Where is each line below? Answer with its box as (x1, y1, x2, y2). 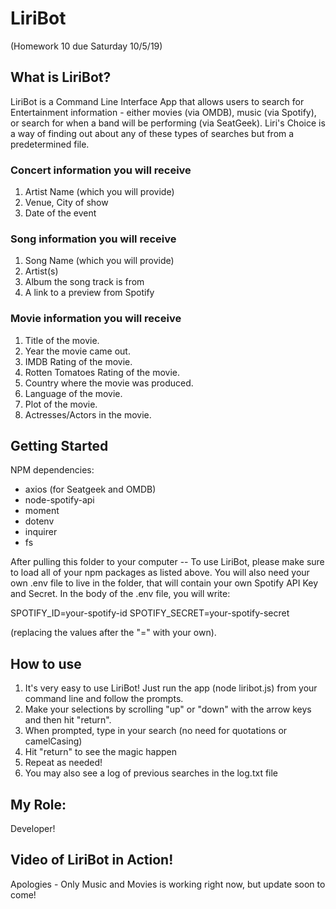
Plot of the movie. (24, 398, 98, 410)
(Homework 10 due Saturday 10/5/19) (10, 40, 163, 52)
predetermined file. (10, 138, 90, 150)
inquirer (24, 526, 58, 538)
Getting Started (10, 438, 109, 455)
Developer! (10, 823, 56, 835)
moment (24, 505, 60, 517)
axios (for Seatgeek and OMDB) (24, 483, 157, 496)
